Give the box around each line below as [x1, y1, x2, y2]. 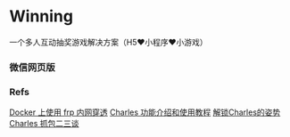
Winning [9, 6, 74, 27]
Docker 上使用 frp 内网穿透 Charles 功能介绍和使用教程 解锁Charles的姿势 [9, 107, 281, 117]
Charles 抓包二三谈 [9, 118, 79, 129]
